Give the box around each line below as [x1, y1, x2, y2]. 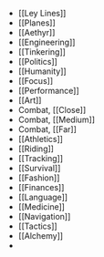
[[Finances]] [17, 182, 65, 192]
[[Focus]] [17, 76, 53, 86]
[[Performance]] [17, 86, 79, 96]
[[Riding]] [17, 143, 55, 154]
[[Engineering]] [17, 36, 76, 47]
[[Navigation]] [17, 211, 71, 221]
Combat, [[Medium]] [17, 114, 96, 125]
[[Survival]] [17, 163, 61, 173]
